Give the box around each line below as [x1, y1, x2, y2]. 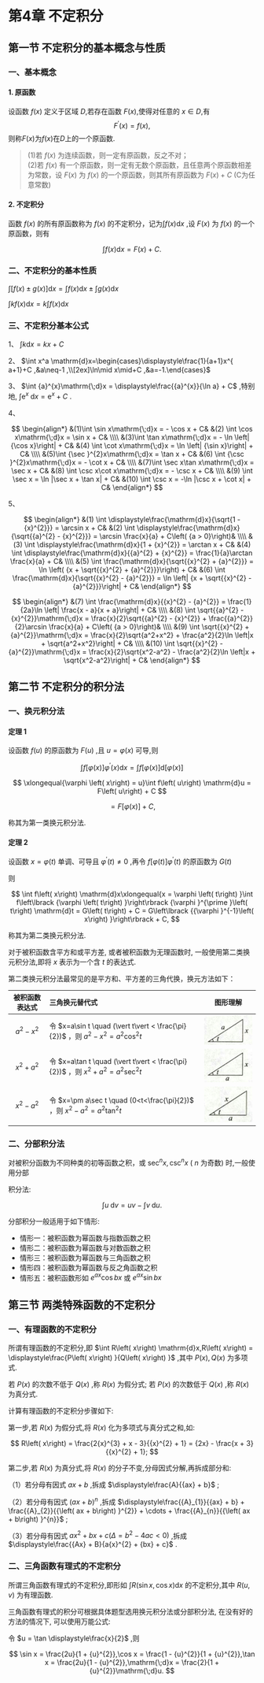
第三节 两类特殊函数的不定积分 [8, 1298, 156, 1311]
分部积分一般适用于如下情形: [8, 1216, 101, 1225]
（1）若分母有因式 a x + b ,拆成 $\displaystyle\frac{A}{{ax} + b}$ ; [8, 1480, 220, 1489]
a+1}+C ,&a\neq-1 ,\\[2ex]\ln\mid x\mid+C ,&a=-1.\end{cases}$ [8, 365, 211, 375]
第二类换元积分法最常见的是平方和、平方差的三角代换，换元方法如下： [8, 973, 236, 983]
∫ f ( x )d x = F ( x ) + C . [102, 244, 162, 254]
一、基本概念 [8, 66, 57, 77]
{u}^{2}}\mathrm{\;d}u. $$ [89, 1666, 175, 1675]
